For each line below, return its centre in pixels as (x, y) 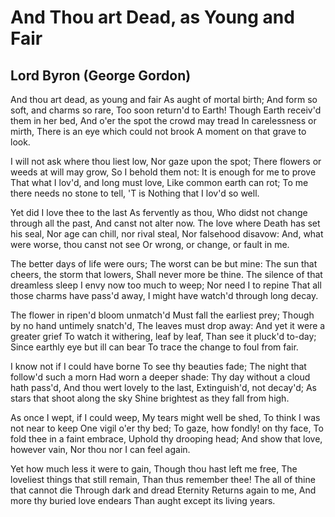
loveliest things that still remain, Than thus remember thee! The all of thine (163, 479)
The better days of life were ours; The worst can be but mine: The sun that (164, 264)
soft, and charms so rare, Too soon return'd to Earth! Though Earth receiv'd (166, 110)
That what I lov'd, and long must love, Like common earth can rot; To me (159, 182)
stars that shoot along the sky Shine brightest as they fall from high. (150, 398)
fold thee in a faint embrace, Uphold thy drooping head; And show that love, (166, 439)
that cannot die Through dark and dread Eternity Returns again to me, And (163, 490)
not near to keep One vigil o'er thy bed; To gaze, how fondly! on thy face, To (167, 428)
